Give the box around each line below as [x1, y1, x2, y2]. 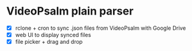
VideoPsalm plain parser [6, 4, 134, 18]
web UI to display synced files [15, 32, 92, 38]
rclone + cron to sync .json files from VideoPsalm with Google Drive [15, 24, 186, 32]
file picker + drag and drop [15, 38, 83, 46]
